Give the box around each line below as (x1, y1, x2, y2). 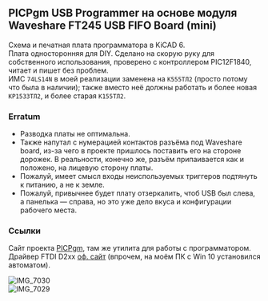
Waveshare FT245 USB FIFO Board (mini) (8, 19, 218, 33)
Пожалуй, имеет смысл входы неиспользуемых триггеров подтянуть (19, 172, 258, 181)
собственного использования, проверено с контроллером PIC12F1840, (8, 57, 252, 66)
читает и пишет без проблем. (8, 65, 110, 75)
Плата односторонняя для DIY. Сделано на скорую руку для (8, 48, 214, 58)
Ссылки (8, 225, 42, 236)
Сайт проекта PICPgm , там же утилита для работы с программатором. (8, 244, 252, 253)
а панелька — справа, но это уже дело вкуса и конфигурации (19, 197, 232, 207)
